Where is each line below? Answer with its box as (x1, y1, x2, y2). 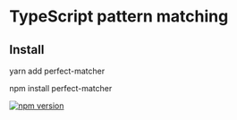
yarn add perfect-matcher (9, 65, 106, 76)
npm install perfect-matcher (9, 83, 113, 93)
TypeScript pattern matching (9, 6, 229, 27)
